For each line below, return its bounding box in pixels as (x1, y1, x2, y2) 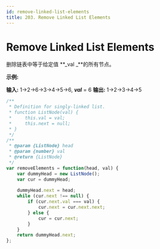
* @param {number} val (8, 148, 66, 155)
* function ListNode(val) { (8, 109, 79, 116)
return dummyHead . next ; (17, 232, 76, 238)
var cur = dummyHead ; (17, 176, 70, 182)
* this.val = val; (8, 115, 66, 121)
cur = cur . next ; (38, 215, 79, 221)
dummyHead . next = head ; (17, 187, 76, 194)
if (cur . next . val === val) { (27, 199, 100, 205)
